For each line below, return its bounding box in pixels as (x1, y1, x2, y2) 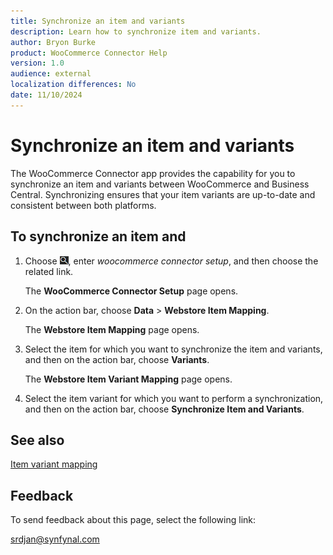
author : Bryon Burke (10, 37, 97, 47)
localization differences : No (10, 80, 137, 90)
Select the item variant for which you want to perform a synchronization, (24, 392, 324, 404)
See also (10, 431, 65, 449)
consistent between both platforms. (10, 199, 157, 211)
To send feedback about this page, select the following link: (10, 514, 257, 526)
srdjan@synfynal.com (10, 533, 100, 545)
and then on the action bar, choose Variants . (24, 353, 210, 365)
